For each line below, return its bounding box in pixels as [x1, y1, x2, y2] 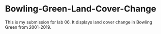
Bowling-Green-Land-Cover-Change [5, 3, 157, 14]
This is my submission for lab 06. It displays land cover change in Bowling [5, 19, 153, 25]
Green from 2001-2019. [5, 24, 52, 30]
